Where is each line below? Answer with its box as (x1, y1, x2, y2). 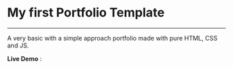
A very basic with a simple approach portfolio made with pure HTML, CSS (7, 34, 218, 42)
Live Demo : (7, 54, 42, 63)
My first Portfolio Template (7, 5, 165, 21)
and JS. (7, 41, 29, 49)
